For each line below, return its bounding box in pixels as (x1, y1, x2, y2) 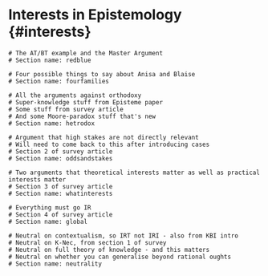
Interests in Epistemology (8, 6, 182, 24)
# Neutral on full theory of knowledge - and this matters (8, 246, 210, 254)
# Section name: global (8, 217, 88, 225)
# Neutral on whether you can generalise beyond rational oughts (8, 253, 231, 261)
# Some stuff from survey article (8, 105, 124, 113)
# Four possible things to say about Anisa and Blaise (8, 70, 196, 78)
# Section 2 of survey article (8, 147, 113, 156)
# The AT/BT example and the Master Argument (8, 49, 163, 57)
